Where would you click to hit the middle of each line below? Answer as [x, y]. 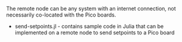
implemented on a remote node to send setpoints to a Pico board [95, 33]
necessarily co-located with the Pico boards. [61, 15]
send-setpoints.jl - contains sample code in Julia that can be [89, 26]
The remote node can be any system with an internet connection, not [91, 9]
